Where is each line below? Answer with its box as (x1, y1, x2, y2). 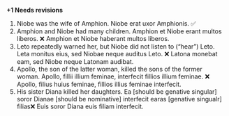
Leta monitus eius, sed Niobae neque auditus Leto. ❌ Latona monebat (16, 50, 218, 58)
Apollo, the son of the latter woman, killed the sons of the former (16, 65, 203, 73)
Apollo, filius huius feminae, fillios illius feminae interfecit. (16, 80, 182, 88)
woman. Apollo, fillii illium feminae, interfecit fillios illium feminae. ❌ (16, 72, 210, 81)
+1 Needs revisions (6, 6, 64, 14)
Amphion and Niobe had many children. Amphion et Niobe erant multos (16, 27, 222, 35)
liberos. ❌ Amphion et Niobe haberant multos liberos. (16, 35, 170, 42)
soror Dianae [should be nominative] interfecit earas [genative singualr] (16, 95, 223, 103)
